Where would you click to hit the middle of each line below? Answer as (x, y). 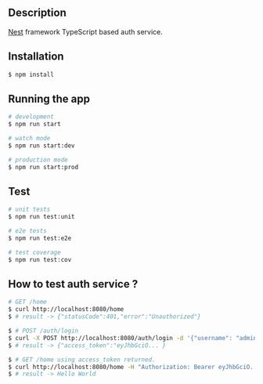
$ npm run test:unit (42, 217)
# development (31, 117)
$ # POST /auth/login (43, 331)
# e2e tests (27, 231)
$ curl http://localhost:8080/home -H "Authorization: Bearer (112, 367)
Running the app (49, 98)
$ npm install (31, 74)
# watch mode (29, 139)
